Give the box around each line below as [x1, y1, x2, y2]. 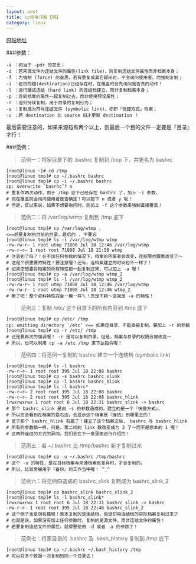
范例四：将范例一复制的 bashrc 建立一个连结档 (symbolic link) [20, 351, 171, 358]
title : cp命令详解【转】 [6, 14, 61, 20]
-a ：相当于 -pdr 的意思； [6, 62, 66, 68]
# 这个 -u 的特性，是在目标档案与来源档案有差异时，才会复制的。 [6, 460, 145, 466]
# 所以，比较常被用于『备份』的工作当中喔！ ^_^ [6, 466, 110, 473]
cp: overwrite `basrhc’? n [6, 184, 73, 190]
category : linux [6, 20, 46, 25]
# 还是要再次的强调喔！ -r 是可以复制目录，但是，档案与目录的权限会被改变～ [6, 334, 172, 340]
